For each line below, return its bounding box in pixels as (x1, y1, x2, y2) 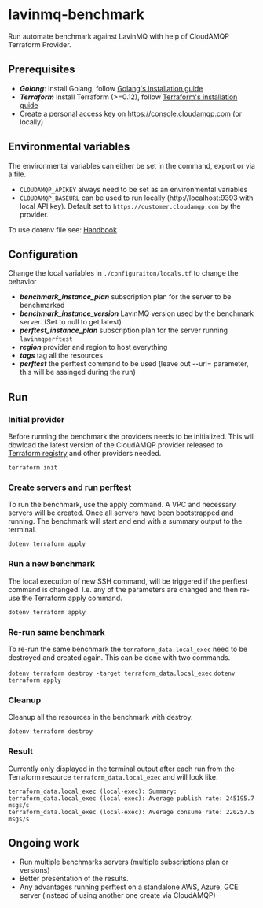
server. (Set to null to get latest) (19, 317, 122, 327)
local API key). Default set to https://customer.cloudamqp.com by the (19, 201, 241, 210)
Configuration (8, 247, 79, 261)
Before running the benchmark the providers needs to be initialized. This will (8, 432, 255, 442)
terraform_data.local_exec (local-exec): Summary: (8, 788, 177, 795)
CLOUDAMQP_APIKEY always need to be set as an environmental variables (19, 184, 248, 194)
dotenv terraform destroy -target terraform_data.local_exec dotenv (8, 669, 236, 677)
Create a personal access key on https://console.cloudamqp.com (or (19, 109, 242, 118)
